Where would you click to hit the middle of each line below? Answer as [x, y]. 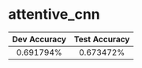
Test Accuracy [102, 39]
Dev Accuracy [39, 39]
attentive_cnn [54, 14]
